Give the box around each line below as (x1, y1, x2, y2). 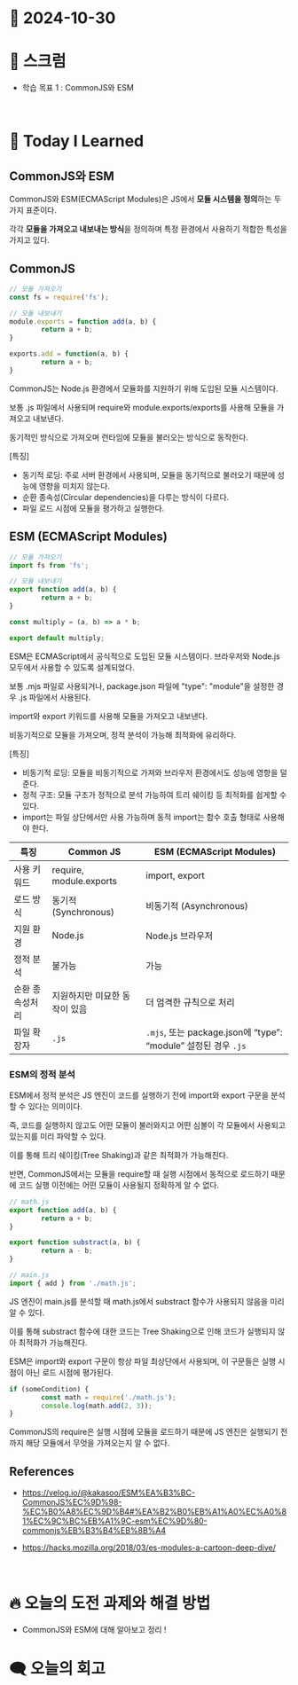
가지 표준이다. (9, 205, 58, 216)
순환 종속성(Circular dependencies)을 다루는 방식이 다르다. (21, 491, 230, 502)
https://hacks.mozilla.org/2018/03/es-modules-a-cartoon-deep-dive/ (21, 1542, 277, 1553)
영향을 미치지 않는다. (38, 481, 111, 491)
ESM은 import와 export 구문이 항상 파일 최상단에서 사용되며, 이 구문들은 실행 (9, 1356, 277, 1367)
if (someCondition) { (9, 1384, 90, 1393)
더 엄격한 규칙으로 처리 (145, 996, 235, 1008)
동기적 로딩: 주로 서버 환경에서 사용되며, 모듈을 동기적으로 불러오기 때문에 (21, 469, 276, 480)
